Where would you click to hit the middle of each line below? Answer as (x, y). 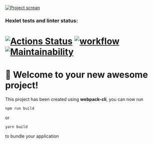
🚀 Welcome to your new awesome (76, 75)
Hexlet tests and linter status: (42, 20)
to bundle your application (32, 136)
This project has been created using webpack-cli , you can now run (74, 99)
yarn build (16, 127)
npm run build (20, 108)
